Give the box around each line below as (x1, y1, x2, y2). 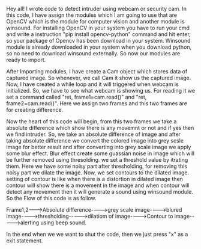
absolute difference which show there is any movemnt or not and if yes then (6, 124, 194, 131)
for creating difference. (6, 106, 64, 113)
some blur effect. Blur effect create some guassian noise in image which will (6, 150, 195, 157)
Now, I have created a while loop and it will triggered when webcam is (6, 81, 179, 88)
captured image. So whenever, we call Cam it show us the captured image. (6, 75, 191, 81)
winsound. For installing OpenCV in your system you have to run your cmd (6, 24, 190, 31)
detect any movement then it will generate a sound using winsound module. (6, 188, 194, 195)
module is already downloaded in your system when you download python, (6, 43, 192, 51)
